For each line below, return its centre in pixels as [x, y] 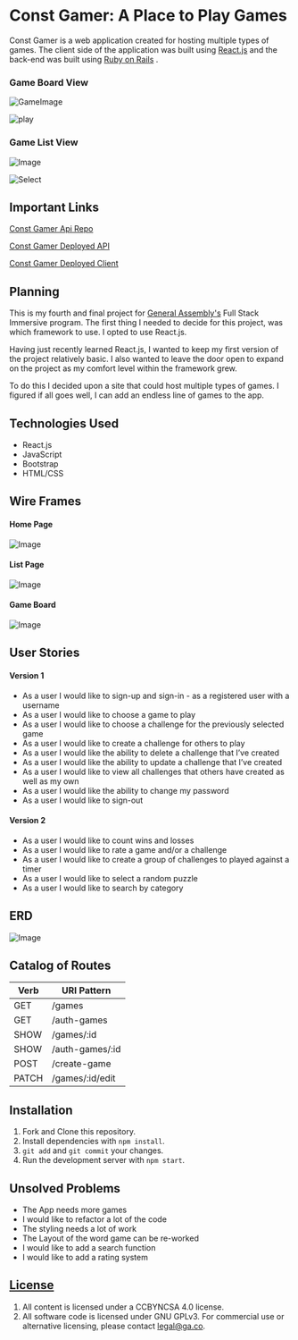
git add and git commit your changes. [93, 1150]
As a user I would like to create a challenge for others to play [133, 743]
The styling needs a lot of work [79, 1229]
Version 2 [28, 821]
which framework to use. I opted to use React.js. [98, 333]
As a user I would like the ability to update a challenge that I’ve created [152, 762]
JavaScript [42, 454]
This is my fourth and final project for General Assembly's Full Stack [134, 313]
